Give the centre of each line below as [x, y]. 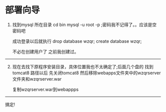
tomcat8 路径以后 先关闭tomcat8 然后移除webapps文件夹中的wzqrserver [86, 73]
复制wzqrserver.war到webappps [45, 89]
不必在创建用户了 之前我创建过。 [45, 52]
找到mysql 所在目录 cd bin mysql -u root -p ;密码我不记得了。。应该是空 [84, 25]
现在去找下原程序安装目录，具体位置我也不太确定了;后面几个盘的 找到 [83, 66]
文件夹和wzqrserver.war [37, 79]
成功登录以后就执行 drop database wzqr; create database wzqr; [77, 41]
